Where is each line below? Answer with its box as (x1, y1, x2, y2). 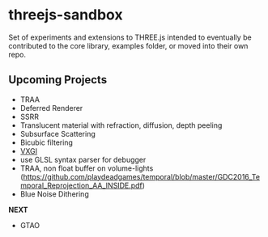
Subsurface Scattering (19, 129, 96, 138)
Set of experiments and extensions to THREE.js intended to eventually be (8, 32, 253, 42)
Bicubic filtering (19, 138, 73, 147)
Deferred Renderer (19, 103, 83, 112)
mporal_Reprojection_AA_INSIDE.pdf (19, 180, 143, 190)
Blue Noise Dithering (19, 188, 89, 199)
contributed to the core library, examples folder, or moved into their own (8, 40, 249, 50)
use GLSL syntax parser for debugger (19, 154, 147, 164)
